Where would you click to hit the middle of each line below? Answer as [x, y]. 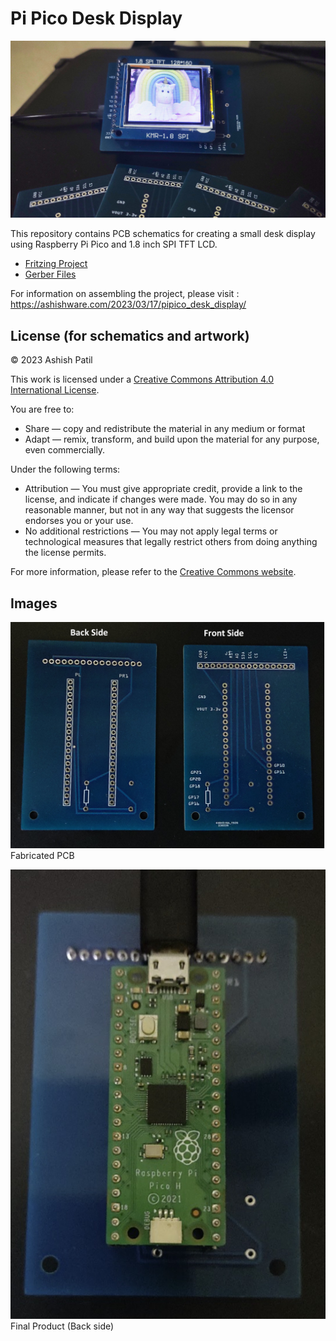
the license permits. [65, 553]
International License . [55, 390]
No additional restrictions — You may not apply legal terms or [151, 531]
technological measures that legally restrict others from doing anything [171, 542]
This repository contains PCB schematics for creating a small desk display [163, 234]
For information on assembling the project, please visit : [125, 294]
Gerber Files [50, 274]
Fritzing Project [56, 264]
